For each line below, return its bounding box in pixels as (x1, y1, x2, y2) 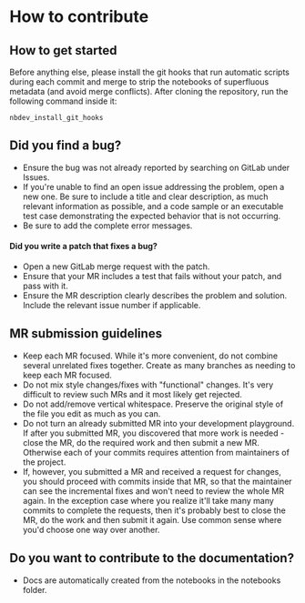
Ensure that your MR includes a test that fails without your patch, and (22, 271, 282, 282)
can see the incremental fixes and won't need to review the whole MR (22, 485, 285, 497)
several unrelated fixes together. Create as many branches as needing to (22, 359, 296, 370)
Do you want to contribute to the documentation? (9, 550, 294, 566)
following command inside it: (9, 95, 117, 106)
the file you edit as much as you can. (22, 407, 161, 419)
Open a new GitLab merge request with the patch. (22, 261, 210, 272)
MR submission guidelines (9, 326, 162, 342)
